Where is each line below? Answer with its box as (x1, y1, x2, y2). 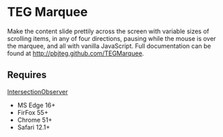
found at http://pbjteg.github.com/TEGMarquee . (7, 49, 144, 57)
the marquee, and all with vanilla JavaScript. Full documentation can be (7, 42, 211, 50)
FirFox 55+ (17, 108, 49, 116)
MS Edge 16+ (17, 101, 56, 109)
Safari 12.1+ (17, 122, 51, 131)
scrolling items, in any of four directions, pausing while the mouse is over (7, 34, 217, 42)
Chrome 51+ (17, 116, 53, 124)
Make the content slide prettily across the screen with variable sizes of (7, 27, 210, 35)
